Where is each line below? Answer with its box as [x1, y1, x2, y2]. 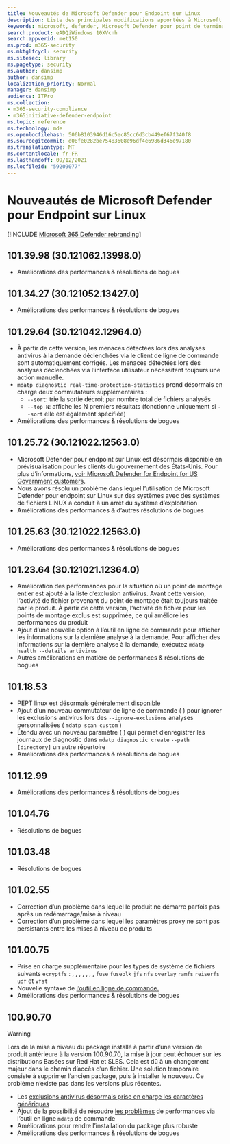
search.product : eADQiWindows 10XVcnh [7, 29, 118, 36]
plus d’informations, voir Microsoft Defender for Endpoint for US [16, 469, 199, 477]
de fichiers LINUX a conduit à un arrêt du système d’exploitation [16, 499, 198, 507]
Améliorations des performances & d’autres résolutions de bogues [16, 505, 204, 514]
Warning [7, 1029, 31, 1038]
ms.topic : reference [7, 118, 66, 126]
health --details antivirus [16, 647, 97, 655]
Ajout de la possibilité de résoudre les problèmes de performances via [16, 1107, 216, 1115]
